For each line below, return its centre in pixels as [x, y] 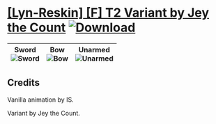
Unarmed [94, 49]
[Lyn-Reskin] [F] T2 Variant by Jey [108, 13]
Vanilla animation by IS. [41, 100]
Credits [24, 83]
